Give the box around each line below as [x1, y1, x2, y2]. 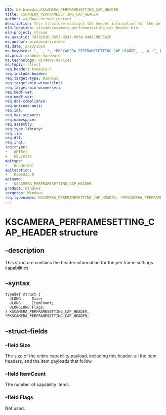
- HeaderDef [5, 163, 35, 168]
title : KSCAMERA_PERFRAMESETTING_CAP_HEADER [5, 12, 98, 17]
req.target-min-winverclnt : [5, 80, 63, 85]
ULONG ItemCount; [9, 301, 54, 306]
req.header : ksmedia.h [5, 67, 52, 72]
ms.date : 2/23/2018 [5, 44, 45, 49]
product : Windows [5, 186, 41, 191]
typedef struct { [5, 292, 41, 297]
